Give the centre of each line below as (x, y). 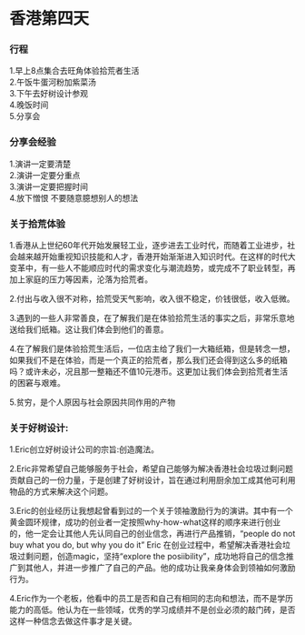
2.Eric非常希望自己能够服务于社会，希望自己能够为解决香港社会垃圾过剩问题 (151, 469)
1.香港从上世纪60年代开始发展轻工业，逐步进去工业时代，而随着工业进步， (148, 246)
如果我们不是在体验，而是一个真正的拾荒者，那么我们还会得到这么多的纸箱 (148, 360)
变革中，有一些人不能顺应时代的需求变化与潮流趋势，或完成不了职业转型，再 (152, 268)
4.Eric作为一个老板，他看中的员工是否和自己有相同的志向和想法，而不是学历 (151, 599)
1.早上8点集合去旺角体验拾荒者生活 (74, 71)
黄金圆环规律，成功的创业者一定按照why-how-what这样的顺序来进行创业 (145, 522)
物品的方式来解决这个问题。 (61, 491)
